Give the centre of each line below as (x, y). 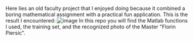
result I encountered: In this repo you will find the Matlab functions (97, 20)
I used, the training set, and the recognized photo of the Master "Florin (91, 27)
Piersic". (16, 33)
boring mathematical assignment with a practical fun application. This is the (97, 14)
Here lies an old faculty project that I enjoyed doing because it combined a (95, 8)
